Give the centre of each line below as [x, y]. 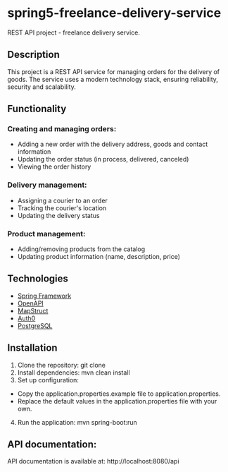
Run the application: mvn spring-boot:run [77, 422]
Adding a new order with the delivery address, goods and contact [113, 144]
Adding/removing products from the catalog [81, 249]
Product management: [46, 234]
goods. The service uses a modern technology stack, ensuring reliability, [113, 79]
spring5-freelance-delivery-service [114, 13]
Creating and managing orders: [62, 129]
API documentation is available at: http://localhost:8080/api [93, 461]
